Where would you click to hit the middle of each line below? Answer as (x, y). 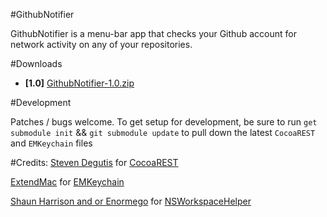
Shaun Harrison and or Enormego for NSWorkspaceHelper (131, 201)
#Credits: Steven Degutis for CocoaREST (94, 162)
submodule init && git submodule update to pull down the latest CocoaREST (163, 132)
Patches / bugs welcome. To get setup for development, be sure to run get (164, 122)
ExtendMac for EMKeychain (67, 182)
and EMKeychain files (51, 143)
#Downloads (36, 63)
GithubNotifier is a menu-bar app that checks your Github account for (153, 33)
